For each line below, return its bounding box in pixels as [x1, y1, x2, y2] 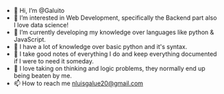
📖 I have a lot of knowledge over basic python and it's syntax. [13, 43, 188, 50]
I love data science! [13, 21, 69, 29]
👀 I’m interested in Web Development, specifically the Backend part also [13, 14, 217, 22]
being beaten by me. [13, 72, 72, 80]
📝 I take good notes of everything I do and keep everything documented [13, 50, 217, 58]
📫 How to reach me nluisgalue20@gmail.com [13, 79, 144, 87]
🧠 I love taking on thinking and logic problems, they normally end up [13, 65, 206, 72]
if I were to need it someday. [13, 57, 95, 65]
